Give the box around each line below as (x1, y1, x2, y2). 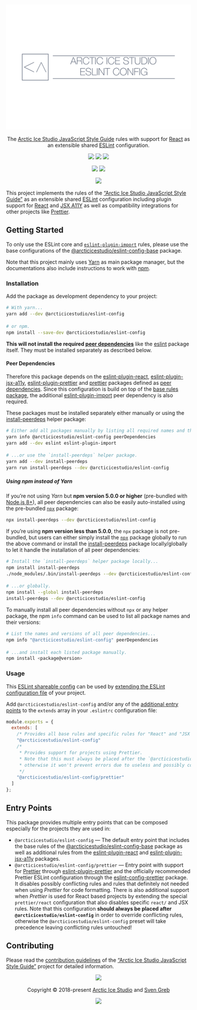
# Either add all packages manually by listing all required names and (6, 428, 185, 434)
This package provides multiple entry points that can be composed (6, 818, 168, 826)
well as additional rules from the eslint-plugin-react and (14, 848, 149, 856)
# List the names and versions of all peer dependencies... (6, 630, 157, 636)
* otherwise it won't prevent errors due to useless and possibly (19, 762, 185, 768)
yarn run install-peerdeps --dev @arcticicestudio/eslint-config (6, 465, 169, 471)
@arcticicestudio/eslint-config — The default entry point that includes (14, 836, 189, 843)
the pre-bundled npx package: (6, 505, 79, 512)
